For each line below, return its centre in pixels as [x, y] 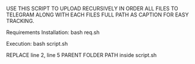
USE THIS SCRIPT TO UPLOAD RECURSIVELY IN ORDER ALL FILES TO [92, 9]
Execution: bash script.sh [37, 44]
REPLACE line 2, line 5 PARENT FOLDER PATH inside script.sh [81, 55]
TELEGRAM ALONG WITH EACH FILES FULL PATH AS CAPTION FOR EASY [97, 15]
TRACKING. [20, 21]
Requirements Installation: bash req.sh [53, 32]
